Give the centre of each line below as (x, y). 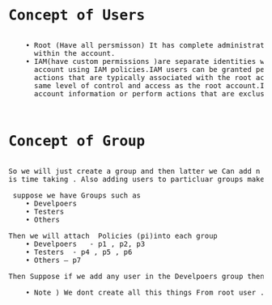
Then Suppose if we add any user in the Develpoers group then (136, 276)
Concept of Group (77, 142)
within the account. (74, 53)
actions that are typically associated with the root (143, 77)
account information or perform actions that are (134, 93)
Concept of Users (77, 15)
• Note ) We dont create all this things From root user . (145, 292)
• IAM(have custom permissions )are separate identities (141, 61)
